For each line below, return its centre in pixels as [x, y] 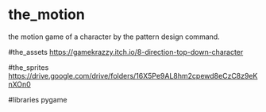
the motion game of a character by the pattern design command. [114, 37]
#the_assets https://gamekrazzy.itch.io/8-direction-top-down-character [126, 52]
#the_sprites [29, 67]
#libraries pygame [38, 99]
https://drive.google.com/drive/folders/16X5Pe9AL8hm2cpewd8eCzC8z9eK [133, 75]
